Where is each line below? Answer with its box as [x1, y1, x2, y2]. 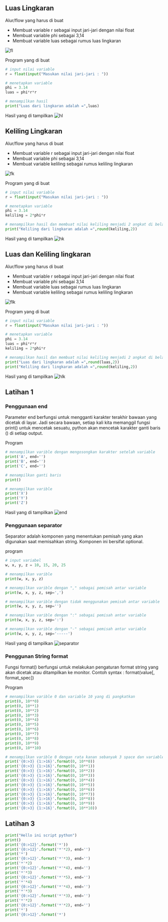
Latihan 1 [5, 388, 33, 396]
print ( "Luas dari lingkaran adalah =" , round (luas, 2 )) [5, 359, 120, 365]
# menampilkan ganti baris [5, 473, 61, 478]
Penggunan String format [5, 652, 68, 659]
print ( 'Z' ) [5, 501, 28, 506]
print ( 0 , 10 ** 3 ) [5, 713, 39, 718]
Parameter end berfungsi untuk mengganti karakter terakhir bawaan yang [5, 414, 157, 420]
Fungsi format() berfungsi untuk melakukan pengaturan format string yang [5, 664, 158, 670]
